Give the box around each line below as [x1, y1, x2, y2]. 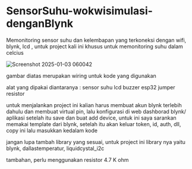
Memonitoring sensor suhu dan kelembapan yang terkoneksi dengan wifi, [6, 36, 187, 43]
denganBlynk [6, 17, 74, 30]
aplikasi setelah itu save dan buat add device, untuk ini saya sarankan [6, 114, 177, 121]
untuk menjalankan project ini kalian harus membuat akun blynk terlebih [6, 101, 182, 108]
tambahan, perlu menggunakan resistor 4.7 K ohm [6, 156, 129, 163]
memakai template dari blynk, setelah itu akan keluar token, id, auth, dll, [6, 120, 181, 127]
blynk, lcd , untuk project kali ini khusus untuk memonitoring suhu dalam [6, 43, 183, 50]
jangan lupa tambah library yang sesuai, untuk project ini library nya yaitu [6, 138, 186, 145]
